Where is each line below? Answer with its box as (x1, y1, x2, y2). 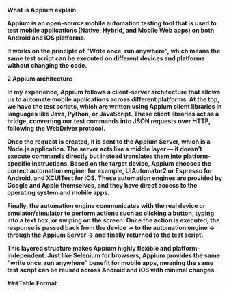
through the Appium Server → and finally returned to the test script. (7, 231, 204, 239)
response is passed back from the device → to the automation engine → (7, 224, 215, 231)
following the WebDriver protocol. (7, 125, 106, 132)
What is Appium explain (7, 6, 77, 14)
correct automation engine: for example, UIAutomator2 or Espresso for (7, 167, 213, 175)
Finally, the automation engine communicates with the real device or (7, 202, 206, 209)
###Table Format (7, 279, 57, 287)
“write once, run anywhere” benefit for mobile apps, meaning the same (7, 259, 214, 266)
